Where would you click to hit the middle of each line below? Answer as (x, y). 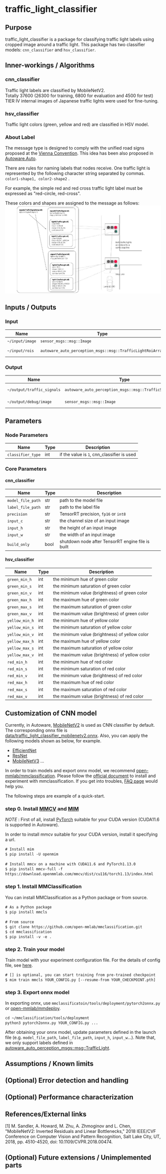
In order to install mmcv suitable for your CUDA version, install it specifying (82, 834)
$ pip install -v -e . (28, 937)
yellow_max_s (21, 648)
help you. (15, 787)
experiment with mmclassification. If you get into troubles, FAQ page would (82, 781)
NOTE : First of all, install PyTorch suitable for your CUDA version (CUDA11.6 (82, 820)
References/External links (46, 1114)
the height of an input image (88, 528)
